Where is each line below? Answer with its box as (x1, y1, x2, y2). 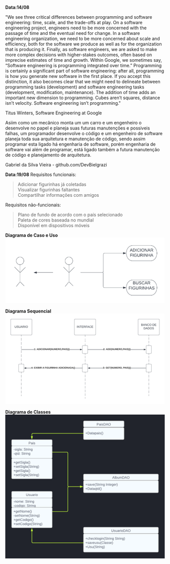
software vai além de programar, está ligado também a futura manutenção (5, 147, 160, 152)
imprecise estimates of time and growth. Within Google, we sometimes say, (5, 57, 162, 63)
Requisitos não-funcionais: (5, 202, 61, 208)
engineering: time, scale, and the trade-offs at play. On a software (5, 20, 143, 25)
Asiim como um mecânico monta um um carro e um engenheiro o (5, 120, 142, 125)
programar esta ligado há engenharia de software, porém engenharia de (5, 141, 156, 147)
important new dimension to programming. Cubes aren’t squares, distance (5, 95, 160, 101)
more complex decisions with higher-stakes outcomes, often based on (5, 52, 152, 58)
